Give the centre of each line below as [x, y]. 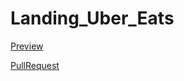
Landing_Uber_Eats [92, 18]
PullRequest [35, 65]
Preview [27, 46]
